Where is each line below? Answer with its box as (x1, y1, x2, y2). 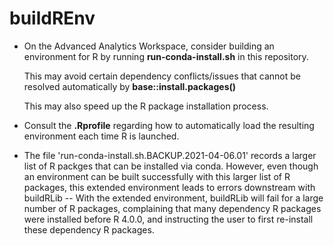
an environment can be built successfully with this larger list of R (23, 170, 291, 182)
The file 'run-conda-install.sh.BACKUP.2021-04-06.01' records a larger (23, 149, 317, 161)
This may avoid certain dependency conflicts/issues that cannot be (23, 70, 301, 82)
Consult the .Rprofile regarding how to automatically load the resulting (23, 119, 315, 131)
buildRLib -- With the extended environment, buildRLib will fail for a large (23, 192, 324, 204)
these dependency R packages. (23, 223, 155, 236)
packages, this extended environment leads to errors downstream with (23, 181, 316, 193)
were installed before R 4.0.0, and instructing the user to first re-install (23, 213, 314, 225)
